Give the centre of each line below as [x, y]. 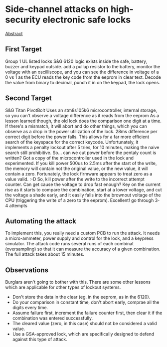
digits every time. [30, 308]
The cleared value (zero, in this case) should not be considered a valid [84, 324]
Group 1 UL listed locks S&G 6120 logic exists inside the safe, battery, [76, 61]
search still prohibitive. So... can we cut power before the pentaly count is [81, 153]
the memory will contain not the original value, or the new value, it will [77, 169]
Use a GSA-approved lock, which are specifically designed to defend [83, 334]
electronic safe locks [86, 20]
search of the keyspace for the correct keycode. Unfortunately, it [72, 142]
